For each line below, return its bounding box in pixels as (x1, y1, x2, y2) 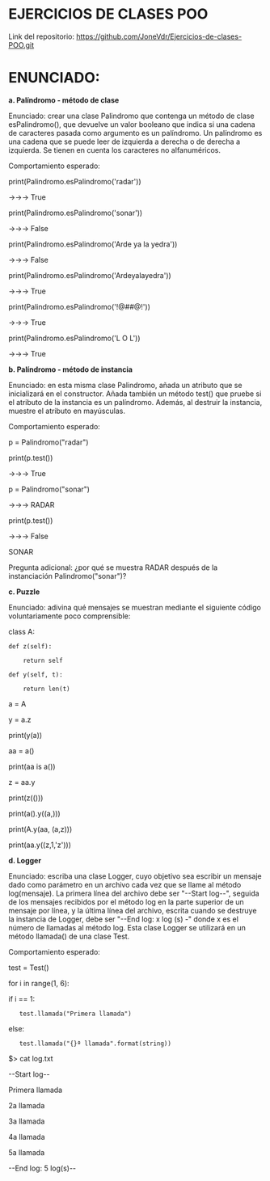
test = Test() (8, 963, 50, 972)
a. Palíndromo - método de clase (8, 95, 120, 105)
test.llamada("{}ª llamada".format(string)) (19, 1040, 172, 1048)
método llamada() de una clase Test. (8, 931, 130, 941)
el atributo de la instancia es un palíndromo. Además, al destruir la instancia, (8, 397, 263, 407)
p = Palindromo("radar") (8, 437, 89, 447)
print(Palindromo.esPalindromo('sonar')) (8, 208, 143, 217)
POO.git (8, 40, 35, 49)
